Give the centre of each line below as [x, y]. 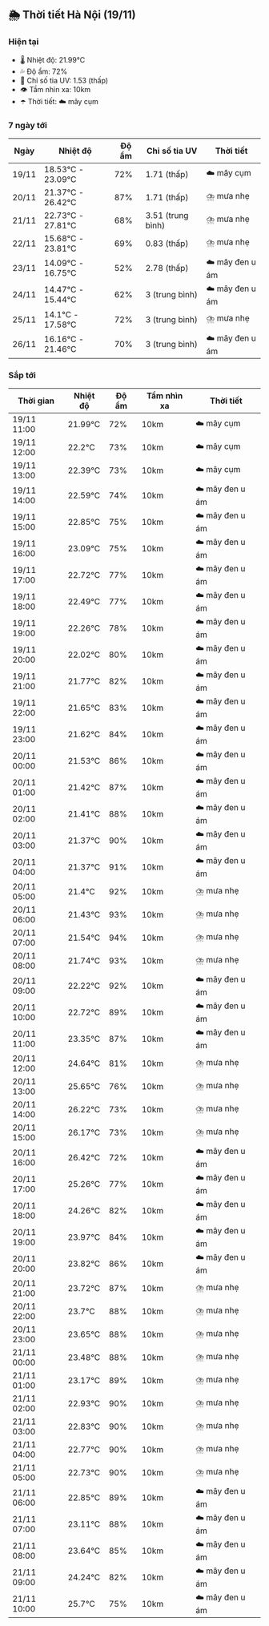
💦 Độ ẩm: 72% [44, 71]
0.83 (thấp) [167, 243]
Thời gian [36, 401]
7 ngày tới [28, 125]
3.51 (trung [167, 215]
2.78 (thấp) [167, 268]
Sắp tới [22, 375]
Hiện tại [24, 42]
